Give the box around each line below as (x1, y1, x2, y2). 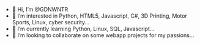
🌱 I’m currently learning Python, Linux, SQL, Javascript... (12, 25, 155, 32)
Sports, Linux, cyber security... (12, 19, 90, 26)
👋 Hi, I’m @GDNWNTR (12, 6, 69, 13)
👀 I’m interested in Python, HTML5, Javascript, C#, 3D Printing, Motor (12, 12, 188, 19)
